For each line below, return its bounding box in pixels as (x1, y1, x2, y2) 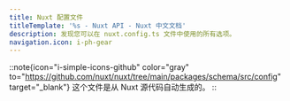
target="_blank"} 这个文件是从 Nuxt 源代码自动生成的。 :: (9, 82, 217, 93)
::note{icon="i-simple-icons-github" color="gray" (9, 62, 190, 73)
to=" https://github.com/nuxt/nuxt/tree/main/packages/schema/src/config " (9, 72, 281, 82)
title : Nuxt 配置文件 (9, 12, 84, 22)
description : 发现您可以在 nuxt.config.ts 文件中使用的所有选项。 (9, 29, 236, 38)
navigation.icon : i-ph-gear (9, 37, 113, 47)
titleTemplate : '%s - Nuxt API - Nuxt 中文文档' (9, 21, 187, 30)
